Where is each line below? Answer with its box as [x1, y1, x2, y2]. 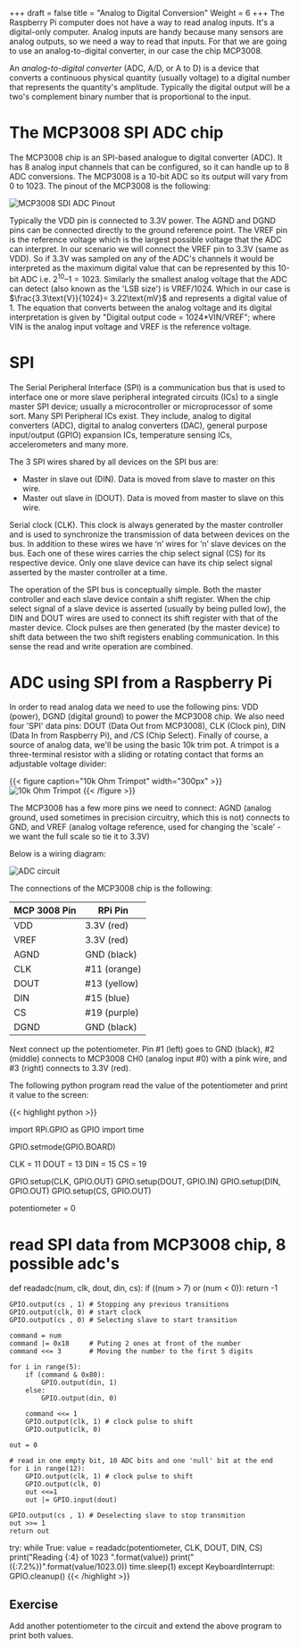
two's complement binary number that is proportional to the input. [9, 91, 252, 102]
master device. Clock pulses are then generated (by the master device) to [9, 622, 280, 632]
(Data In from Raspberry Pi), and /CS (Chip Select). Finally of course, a [9, 730, 269, 741]
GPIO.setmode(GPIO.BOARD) [9, 1142, 116, 1152]
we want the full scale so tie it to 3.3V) [9, 831, 150, 842]
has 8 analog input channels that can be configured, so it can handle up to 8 [9, 161, 290, 172]
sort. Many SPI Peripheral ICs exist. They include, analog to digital [9, 410, 252, 421]
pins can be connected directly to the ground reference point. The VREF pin [9, 224, 288, 235]
